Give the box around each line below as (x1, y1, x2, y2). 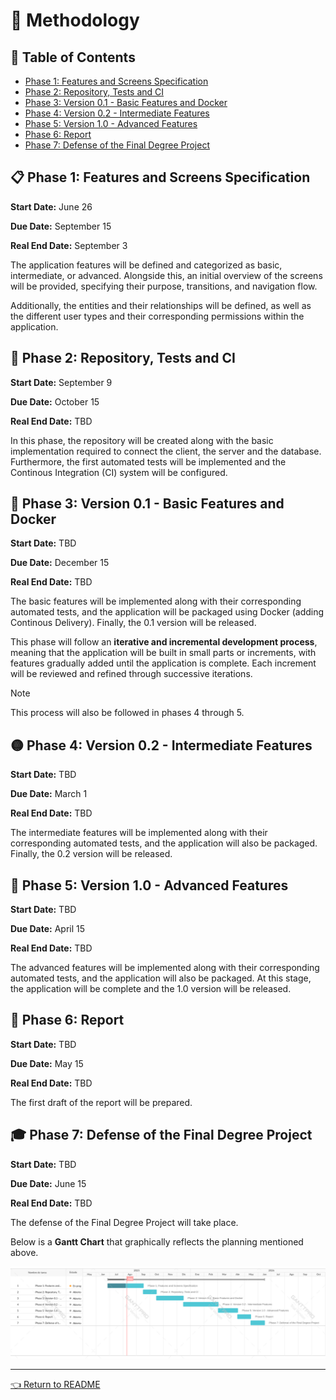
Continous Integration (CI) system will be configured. (10, 466, 228, 478)
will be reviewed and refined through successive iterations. (10, 668, 253, 680)
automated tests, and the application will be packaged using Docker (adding (10, 606, 325, 618)
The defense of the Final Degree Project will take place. (10, 1216, 239, 1228)
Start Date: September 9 (10, 376, 113, 388)
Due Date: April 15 (10, 923, 86, 935)
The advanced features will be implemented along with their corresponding (10, 962, 320, 974)
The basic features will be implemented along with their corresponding (10, 595, 302, 608)
